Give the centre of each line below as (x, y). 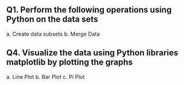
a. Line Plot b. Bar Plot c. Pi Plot (46, 77)
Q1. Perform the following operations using (89, 10)
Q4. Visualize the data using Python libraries (92, 53)
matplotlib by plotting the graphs (70, 62)
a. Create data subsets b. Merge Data (53, 34)
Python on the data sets (52, 20)
